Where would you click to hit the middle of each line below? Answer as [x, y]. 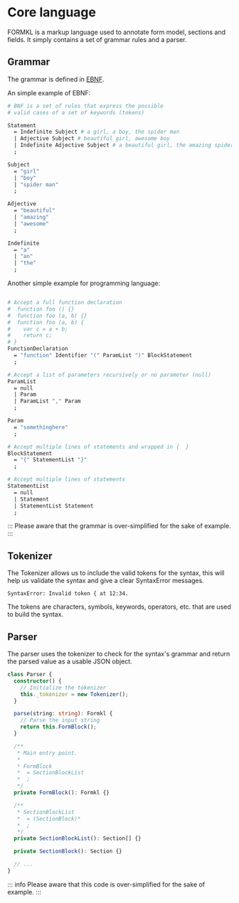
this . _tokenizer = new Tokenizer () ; [75, 694]
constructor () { [38, 681]
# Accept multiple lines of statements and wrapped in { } [99, 447]
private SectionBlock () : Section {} [68, 851]
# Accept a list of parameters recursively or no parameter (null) [110, 375]
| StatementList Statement [54, 506]
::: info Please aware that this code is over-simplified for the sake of [106, 884]
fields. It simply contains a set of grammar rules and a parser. [97, 39]
